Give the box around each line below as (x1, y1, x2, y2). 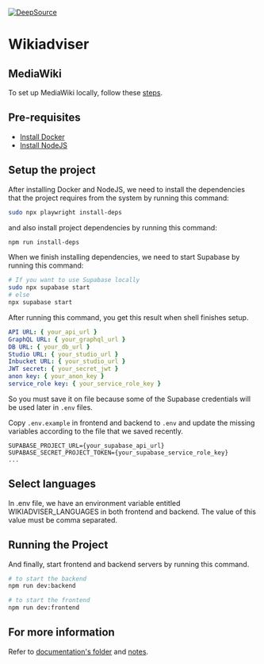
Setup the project (8, 164, 96, 177)
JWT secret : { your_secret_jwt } (8, 365, 119, 373)
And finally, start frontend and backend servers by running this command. (8, 559, 250, 569)
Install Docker (19, 132, 65, 141)
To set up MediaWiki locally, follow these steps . (8, 88, 163, 97)
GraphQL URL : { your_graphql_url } (8, 335, 126, 343)
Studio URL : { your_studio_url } (8, 350, 119, 358)
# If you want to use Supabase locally (8, 276, 140, 284)
